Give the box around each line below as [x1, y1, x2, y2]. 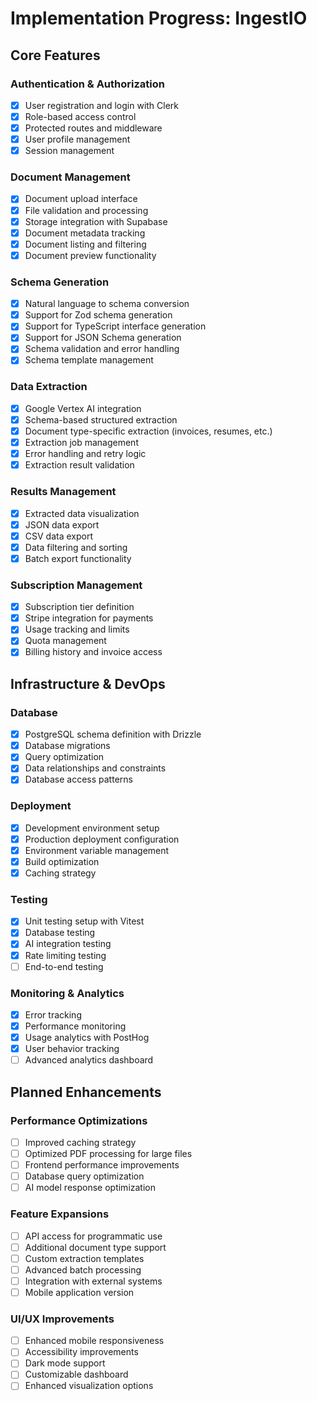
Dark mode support [24, 1357, 106, 1369]
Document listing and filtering [24, 238, 147, 250]
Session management [24, 145, 115, 157]
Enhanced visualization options [24, 1380, 154, 1392]
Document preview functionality [24, 249, 157, 261]
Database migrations [24, 740, 111, 752]
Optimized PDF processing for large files [24, 1148, 193, 1159]
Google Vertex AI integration [24, 402, 142, 414]
